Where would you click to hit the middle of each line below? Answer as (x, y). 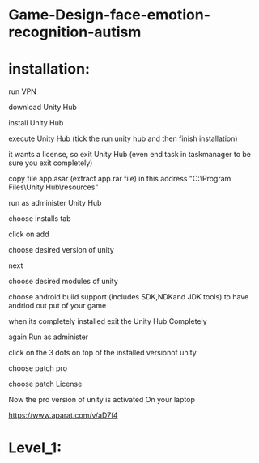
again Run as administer (49, 337)
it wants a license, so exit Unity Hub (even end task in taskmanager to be (130, 155)
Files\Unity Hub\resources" (53, 187)
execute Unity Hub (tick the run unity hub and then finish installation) (123, 138)
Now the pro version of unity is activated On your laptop (102, 400)
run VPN (22, 91)
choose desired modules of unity (64, 282)
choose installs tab (40, 219)
